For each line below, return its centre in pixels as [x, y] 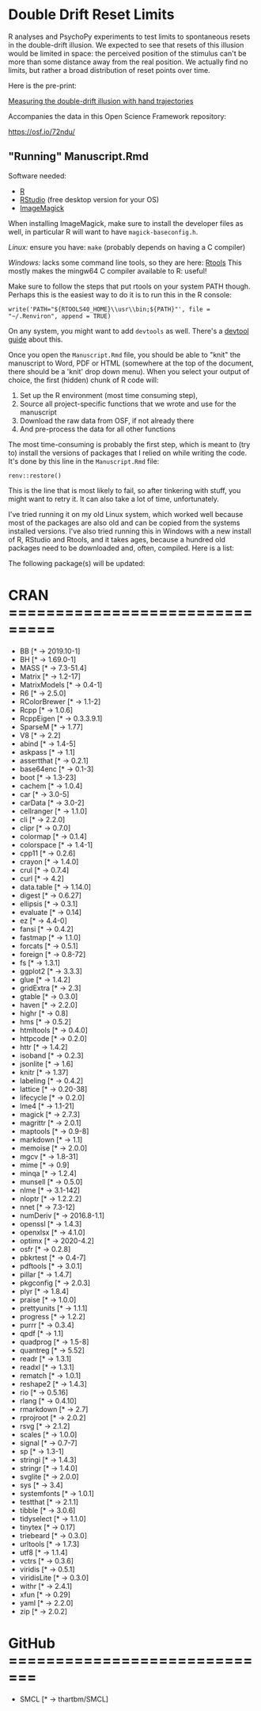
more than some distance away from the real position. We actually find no [128, 62]
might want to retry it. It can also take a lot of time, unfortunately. [114, 499]
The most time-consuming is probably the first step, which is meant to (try [129, 444]
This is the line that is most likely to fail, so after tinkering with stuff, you [125, 490]
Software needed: [38, 175]
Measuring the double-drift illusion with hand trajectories [101, 101]
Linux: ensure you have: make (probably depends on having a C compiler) [127, 247]
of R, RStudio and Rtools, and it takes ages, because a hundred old [117, 539]
